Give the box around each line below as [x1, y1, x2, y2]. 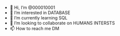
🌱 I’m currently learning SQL [9, 15, 68, 20]
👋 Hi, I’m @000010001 [9, 5, 56, 10]
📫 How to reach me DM [9, 26, 60, 31]
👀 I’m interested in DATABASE [9, 10, 70, 16]
